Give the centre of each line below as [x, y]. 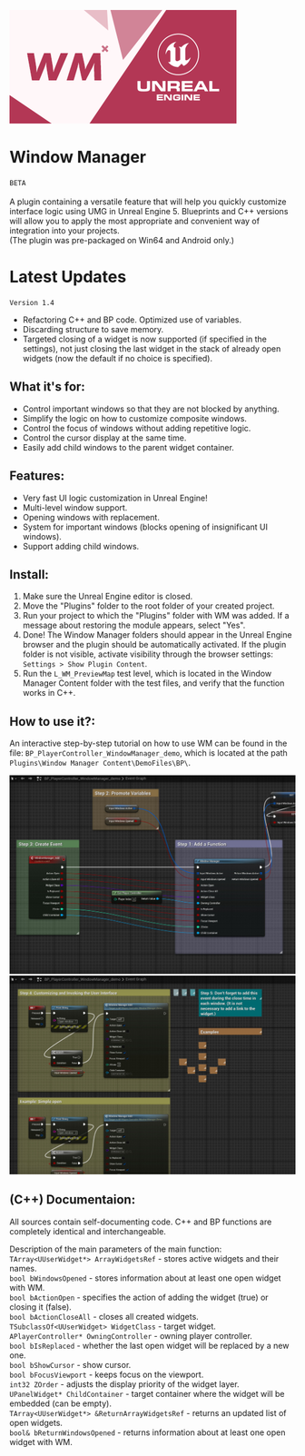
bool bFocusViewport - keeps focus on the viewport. [107, 1374]
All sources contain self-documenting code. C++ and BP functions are [141, 1222]
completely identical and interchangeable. [88, 1231]
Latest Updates [68, 277]
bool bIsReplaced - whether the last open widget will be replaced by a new [149, 1345]
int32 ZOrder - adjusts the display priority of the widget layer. [124, 1384]
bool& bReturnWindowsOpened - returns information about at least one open [148, 1432]
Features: [37, 476]
